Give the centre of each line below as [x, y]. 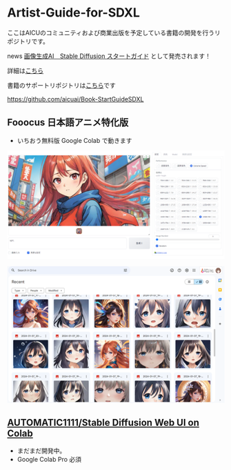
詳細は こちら [25, 70]
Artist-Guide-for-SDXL [73, 13]
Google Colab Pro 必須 [49, 460]
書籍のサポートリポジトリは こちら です [61, 85]
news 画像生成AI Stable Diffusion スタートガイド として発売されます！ [109, 56]
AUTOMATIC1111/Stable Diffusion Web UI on [103, 422]
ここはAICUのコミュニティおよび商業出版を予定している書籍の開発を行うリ [114, 32]
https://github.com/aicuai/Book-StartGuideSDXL [76, 99]
